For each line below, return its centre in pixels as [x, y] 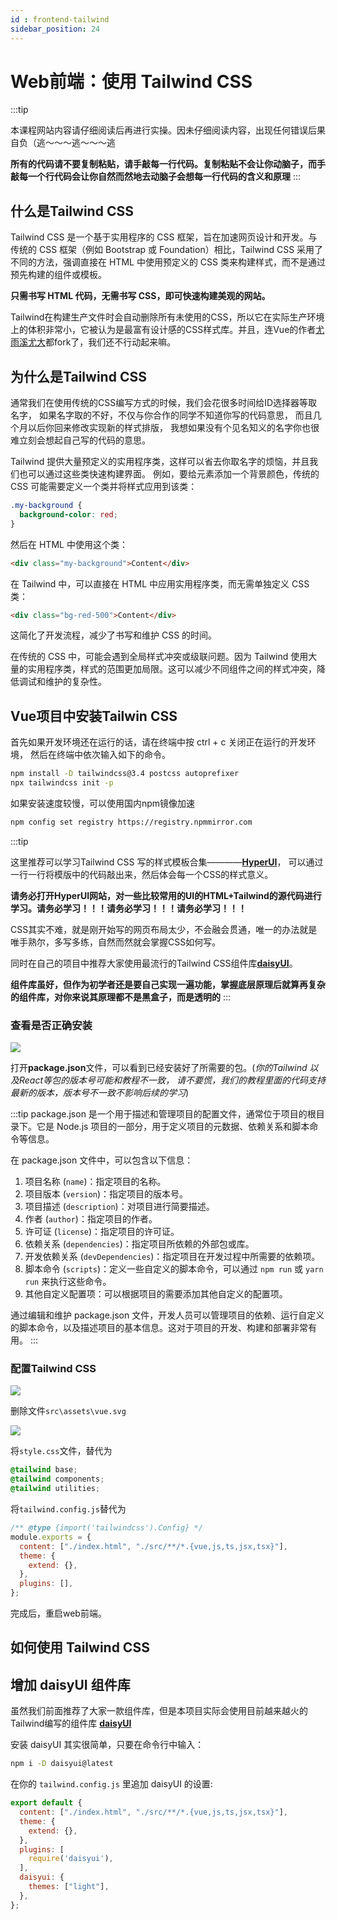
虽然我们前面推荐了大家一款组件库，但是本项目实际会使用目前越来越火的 [159, 1711]
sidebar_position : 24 [55, 29]
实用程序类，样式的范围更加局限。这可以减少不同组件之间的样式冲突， [172, 669]
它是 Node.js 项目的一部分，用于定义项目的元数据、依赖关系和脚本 [173, 1127]
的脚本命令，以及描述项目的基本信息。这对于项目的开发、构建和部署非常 [159, 1328]
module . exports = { [51, 1537]
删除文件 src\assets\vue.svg [68, 1411]
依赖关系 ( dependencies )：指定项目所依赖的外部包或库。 [139, 1244]
